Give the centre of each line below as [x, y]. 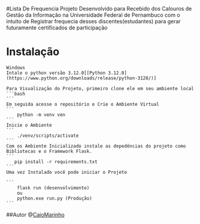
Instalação [33, 52]
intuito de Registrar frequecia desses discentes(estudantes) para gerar [93, 21]
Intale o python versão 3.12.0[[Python [56, 73]
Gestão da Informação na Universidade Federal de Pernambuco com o [93, 15]
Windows [16, 67]
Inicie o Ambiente [29, 125]
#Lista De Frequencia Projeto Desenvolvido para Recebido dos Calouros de [99, 9]
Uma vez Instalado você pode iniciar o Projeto [67, 172]
